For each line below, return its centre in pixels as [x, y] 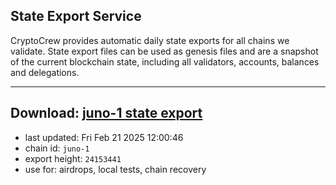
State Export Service [76, 16]
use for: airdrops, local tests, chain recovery [115, 169]
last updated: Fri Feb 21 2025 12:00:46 [104, 137]
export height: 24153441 [73, 158]
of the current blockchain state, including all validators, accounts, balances [165, 61]
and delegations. [45, 72]
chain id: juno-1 [57, 148]
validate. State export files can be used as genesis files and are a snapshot [164, 51]
